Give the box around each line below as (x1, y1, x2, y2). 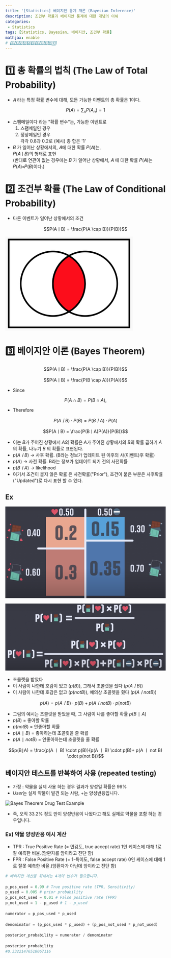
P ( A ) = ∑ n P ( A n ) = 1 (66, 107, 105, 114)
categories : (5, 19, 31, 24)
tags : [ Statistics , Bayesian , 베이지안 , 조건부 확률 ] (5, 30, 112, 35)
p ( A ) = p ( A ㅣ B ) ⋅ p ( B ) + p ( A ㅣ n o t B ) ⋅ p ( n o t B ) (40, 700, 131, 706)
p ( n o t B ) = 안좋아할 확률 (12, 723, 60, 730)
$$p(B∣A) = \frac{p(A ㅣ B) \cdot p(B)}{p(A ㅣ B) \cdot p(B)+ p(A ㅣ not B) (8, 747, 163, 753)
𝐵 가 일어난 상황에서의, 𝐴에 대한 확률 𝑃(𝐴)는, (12, 144, 101, 150)
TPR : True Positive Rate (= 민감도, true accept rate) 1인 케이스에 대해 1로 (12, 843, 162, 850)
